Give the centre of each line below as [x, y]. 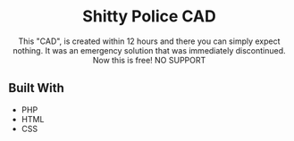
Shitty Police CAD [149, 17]
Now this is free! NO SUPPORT [149, 60]
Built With [36, 88]
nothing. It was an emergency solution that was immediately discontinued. [149, 50]
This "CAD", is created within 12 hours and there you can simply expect [149, 41]
